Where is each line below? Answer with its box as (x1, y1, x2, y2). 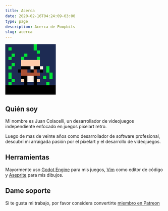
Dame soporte (5, 187, 51, 195)
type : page (5, 19, 28, 24)
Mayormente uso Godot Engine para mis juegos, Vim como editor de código (5, 167, 163, 173)
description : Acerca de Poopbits (5, 24, 76, 29)
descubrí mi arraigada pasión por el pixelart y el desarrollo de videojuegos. (5, 138, 161, 144)
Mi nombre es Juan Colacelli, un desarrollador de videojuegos (5, 118, 135, 124)
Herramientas (5, 153, 49, 162)
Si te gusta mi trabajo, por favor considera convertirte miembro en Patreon (5, 200, 160, 206)
